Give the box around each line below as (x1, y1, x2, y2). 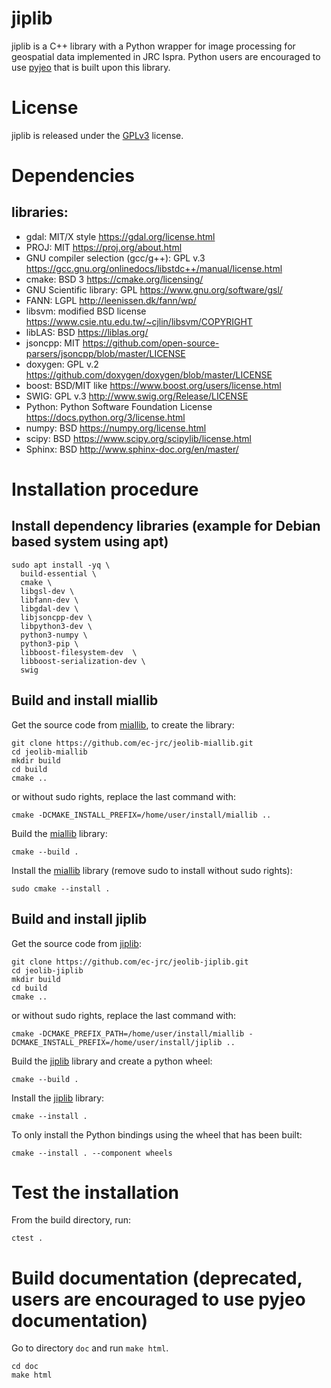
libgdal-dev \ (20, 603, 79, 614)
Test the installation (11, 1181, 180, 1204)
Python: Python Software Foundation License (25, 400, 213, 412)
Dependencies (11, 165, 135, 187)
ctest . (11, 1233, 44, 1244)
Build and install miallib (11, 692, 159, 709)
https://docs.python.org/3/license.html (25, 411, 186, 423)
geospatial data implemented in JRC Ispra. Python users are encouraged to (11, 50, 321, 62)
